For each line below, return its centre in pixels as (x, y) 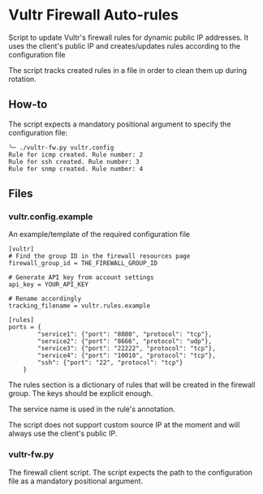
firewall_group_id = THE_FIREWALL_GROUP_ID (83, 264)
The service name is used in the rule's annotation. (92, 409)
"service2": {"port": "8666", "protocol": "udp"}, (125, 342)
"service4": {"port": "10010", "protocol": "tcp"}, (127, 356)
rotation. (22, 79)
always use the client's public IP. (63, 434)
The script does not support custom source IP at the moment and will (124, 425)
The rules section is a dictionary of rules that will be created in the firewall (132, 385)
